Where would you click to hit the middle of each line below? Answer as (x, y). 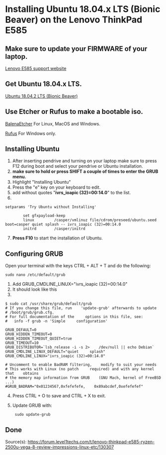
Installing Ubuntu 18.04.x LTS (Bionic (83, 9)
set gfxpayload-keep (44, 216)
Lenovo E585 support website (36, 68)
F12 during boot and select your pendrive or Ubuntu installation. (78, 166)
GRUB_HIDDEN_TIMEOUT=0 (29, 335)
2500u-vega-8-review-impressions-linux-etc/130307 (60, 447)
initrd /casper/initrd (54, 229)
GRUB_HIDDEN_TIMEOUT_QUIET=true (39, 339)
